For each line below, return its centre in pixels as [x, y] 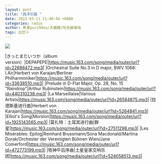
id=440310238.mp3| [26, 94]
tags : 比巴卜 [17, 32]
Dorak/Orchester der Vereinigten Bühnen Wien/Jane [57, 139]
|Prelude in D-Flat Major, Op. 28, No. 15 [84, 83]
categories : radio [24, 23]
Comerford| [17, 144]
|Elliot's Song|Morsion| [28, 116]
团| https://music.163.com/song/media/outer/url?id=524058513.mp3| [74, 156]
